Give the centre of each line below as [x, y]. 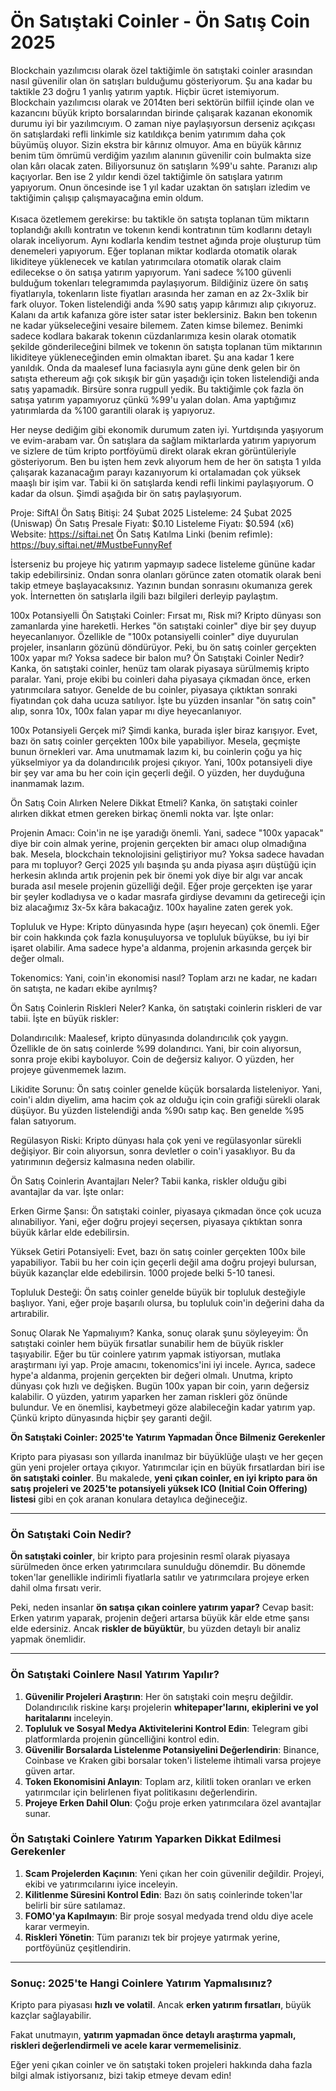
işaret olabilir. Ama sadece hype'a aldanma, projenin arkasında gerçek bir [161, 947]
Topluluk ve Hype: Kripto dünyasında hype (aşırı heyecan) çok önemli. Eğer [165, 926]
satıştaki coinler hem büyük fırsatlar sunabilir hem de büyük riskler [147, 1343]
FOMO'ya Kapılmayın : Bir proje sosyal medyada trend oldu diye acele [169, 1916]
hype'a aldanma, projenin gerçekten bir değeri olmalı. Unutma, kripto [151, 1375]
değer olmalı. [37, 958]
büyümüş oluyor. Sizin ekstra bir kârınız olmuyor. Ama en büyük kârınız [156, 144]
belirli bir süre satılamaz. [75, 1905]
